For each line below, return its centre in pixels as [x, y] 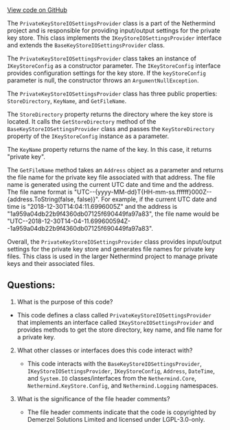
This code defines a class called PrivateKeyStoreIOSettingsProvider [114, 315]
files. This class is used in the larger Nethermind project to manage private [113, 256]
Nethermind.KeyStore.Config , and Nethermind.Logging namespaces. [123, 385]
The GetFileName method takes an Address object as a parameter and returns [115, 170]
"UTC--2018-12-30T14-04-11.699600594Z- [69, 221]
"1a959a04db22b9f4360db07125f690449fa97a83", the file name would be [113, 214]
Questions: [31, 285]
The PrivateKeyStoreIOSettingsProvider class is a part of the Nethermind [111, 23]
